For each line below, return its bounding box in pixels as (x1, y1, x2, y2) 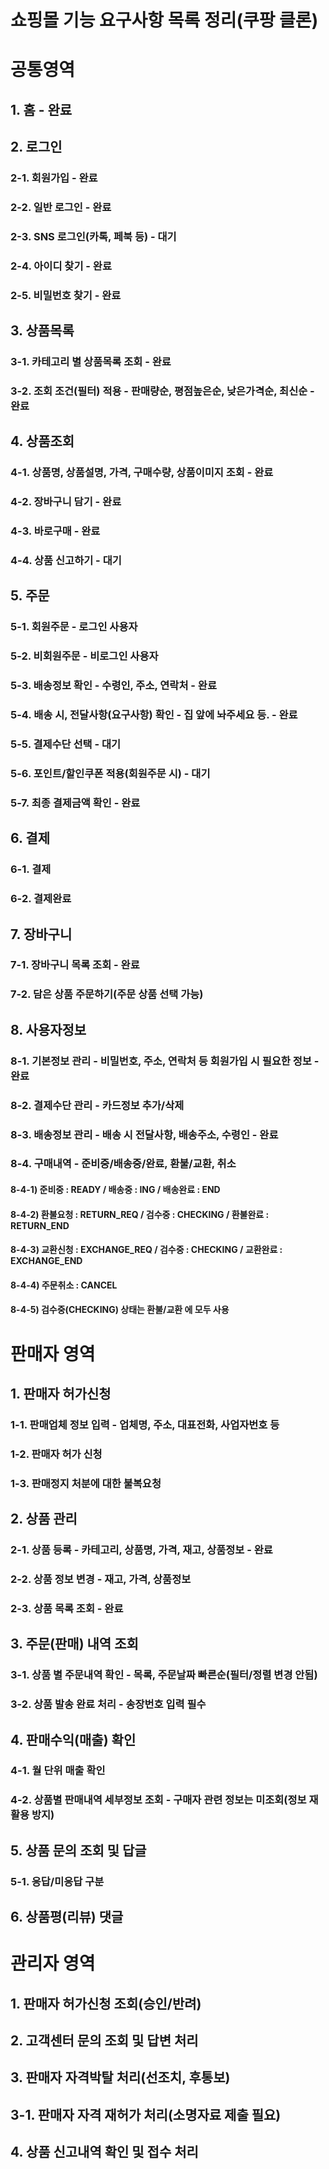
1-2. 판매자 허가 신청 (10, 1447, 103, 1461)
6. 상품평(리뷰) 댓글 (10, 1909, 124, 1926)
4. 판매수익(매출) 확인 (10, 1731, 137, 1748)
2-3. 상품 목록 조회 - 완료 (10, 1601, 124, 1615)
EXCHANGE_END (10, 1255, 83, 1267)
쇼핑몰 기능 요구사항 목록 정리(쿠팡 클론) (10, 9, 319, 32)
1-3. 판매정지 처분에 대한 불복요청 (10, 1476, 162, 1490)
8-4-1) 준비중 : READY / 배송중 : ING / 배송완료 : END (10, 1184, 221, 1196)
